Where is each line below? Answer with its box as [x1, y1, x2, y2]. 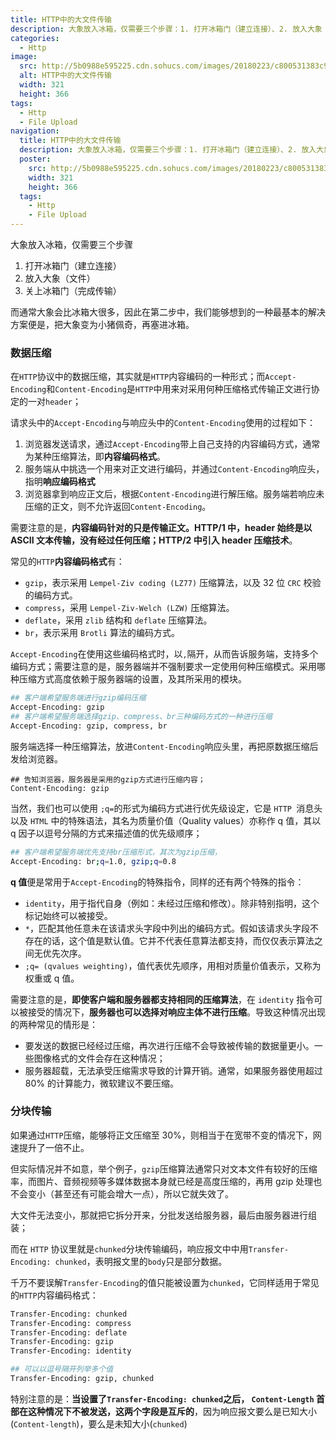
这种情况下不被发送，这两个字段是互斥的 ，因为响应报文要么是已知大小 [27, 1405, 317, 1417]
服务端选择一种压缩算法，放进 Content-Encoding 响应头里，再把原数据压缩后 [10, 740, 319, 752]
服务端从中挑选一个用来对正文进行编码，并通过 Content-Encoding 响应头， [24, 463, 325, 475]
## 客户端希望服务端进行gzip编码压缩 [10, 693, 147, 703]
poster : [19, 154, 52, 164]
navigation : [10, 126, 60, 136]
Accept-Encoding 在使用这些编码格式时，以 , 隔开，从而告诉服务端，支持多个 [10, 648, 319, 660]
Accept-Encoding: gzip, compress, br [10, 721, 168, 731]
